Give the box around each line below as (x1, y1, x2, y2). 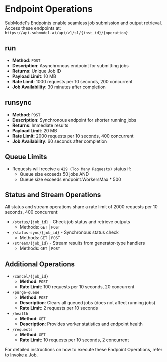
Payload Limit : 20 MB (12, 127, 57, 133)
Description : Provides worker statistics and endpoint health (19, 321, 143, 327)
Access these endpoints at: (5, 25, 61, 31)
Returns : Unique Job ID (12, 68, 61, 74)
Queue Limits (5, 152, 47, 161)
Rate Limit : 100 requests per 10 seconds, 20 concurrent (19, 284, 135, 290)
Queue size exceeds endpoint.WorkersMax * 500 (19, 176, 121, 182)
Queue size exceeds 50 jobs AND (19, 171, 89, 177)
